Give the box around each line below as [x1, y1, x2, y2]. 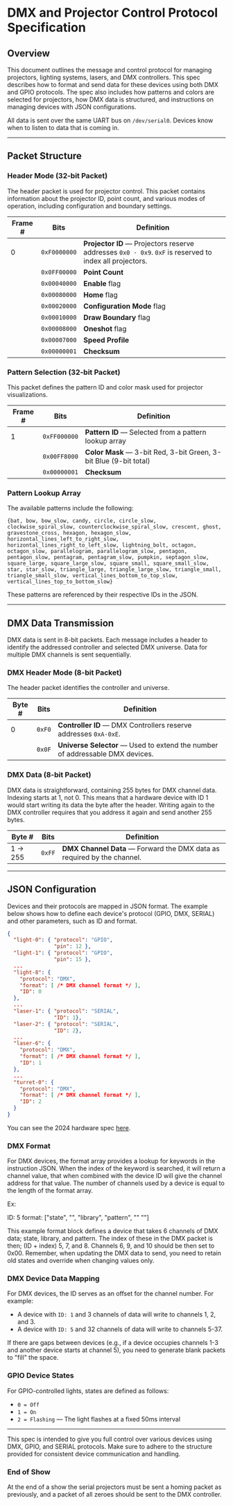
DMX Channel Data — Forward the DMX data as [62, 844, 221, 853]
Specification [7, 19, 87, 35]
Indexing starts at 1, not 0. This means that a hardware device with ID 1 [7, 793, 209, 801]
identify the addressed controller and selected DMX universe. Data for [7, 643, 208, 652]
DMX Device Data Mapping [7, 1274, 100, 1284]
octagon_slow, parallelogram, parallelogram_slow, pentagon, [7, 548, 188, 555]
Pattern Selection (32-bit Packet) [7, 367, 121, 377]
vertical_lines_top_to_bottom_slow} [7, 579, 113, 586]
